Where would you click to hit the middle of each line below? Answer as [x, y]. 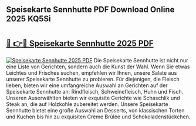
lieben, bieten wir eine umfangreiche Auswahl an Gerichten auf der [87, 85]
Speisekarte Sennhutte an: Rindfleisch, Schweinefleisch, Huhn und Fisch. [95, 92]
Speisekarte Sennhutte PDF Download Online [90, 10]
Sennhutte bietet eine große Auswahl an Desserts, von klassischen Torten [95, 110]
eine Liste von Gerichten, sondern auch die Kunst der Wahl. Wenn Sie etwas [98, 67]
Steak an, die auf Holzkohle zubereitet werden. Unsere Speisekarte [87, 104]
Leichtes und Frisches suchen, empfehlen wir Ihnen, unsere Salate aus [92, 73]
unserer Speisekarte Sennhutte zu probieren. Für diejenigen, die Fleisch [93, 79]
